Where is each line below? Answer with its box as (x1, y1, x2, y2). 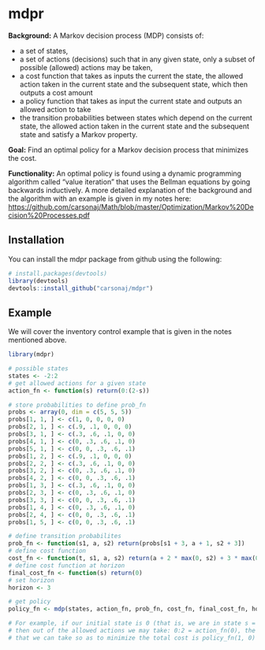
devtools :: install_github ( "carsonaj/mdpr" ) (8, 284, 154, 292)
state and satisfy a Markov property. (19, 129, 138, 139)
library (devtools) (8, 277, 69, 284)
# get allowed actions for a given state (8, 379, 147, 387)
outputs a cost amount (19, 87, 93, 97)
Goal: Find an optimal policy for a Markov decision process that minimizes (8, 145, 249, 154)
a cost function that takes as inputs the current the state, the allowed (19, 71, 244, 80)
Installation (8, 233, 65, 247)
